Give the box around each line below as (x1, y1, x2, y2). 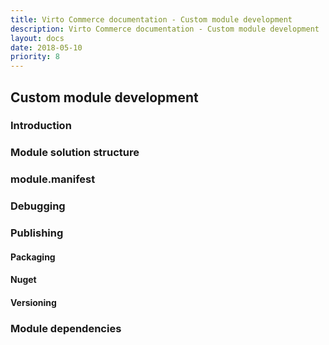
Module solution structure (10, 146, 140, 160)
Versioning (10, 296, 57, 308)
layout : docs (10, 33, 65, 43)
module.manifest (10, 172, 96, 186)
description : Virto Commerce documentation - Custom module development (10, 24, 320, 34)
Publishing (10, 226, 64, 240)
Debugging (10, 199, 66, 213)
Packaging (10, 251, 56, 263)
